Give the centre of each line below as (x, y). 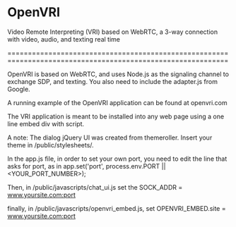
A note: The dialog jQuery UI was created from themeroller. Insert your (110, 137)
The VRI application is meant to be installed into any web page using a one (116, 116)
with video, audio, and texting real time (64, 39)
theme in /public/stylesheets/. (51, 145)
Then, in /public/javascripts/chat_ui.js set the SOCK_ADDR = (95, 187)
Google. (19, 89)
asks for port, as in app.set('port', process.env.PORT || (87, 166)
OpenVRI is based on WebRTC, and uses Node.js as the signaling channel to (118, 74)
